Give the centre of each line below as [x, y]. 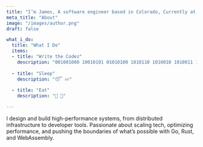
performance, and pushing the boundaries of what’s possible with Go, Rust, [100, 131]
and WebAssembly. [30, 137]
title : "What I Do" [36, 45]
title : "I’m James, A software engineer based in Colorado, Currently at [101, 12]
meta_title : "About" [32, 18]
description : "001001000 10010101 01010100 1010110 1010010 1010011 [105, 62]
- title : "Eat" [31, 90]
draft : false [23, 29]
